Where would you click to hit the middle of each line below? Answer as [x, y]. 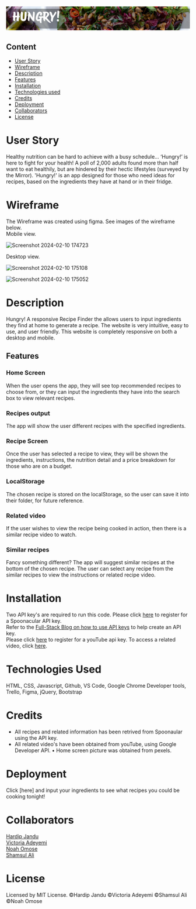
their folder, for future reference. [45, 500]
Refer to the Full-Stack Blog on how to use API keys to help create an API [94, 627]
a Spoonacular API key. [34, 621]
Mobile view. [21, 234]
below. [14, 228]
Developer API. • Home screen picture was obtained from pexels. [93, 750]
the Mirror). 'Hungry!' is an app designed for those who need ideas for [90, 176]
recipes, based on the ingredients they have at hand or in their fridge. [90, 181]
